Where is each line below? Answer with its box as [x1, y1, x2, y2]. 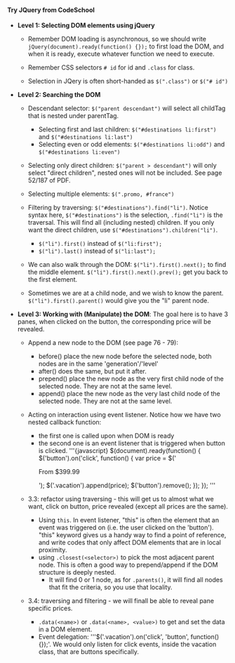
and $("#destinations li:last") [38, 133, 133, 141]
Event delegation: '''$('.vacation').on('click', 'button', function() [38, 633, 220, 641]
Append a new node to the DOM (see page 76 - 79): [27, 339, 179, 347]
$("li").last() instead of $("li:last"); [38, 247, 156, 256]
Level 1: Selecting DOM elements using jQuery [17, 21, 156, 29]
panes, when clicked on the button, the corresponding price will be [17, 317, 212, 326]
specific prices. [27, 604, 73, 612]
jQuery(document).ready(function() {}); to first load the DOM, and [27, 42, 224, 51]
